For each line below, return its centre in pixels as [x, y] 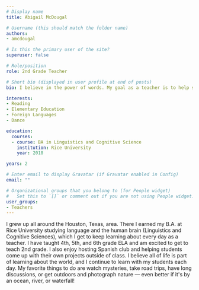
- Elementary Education [36, 109]
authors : [17, 33]
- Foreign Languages [32, 115]
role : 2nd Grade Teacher [37, 71]
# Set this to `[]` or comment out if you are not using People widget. [100, 196]
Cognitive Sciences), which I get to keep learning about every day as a [92, 237]
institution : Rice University [54, 148]
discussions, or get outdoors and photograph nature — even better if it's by [98, 275]
